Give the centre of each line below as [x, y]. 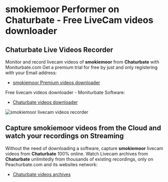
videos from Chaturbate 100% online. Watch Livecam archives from [77, 154]
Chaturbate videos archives [42, 174]
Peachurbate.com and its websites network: [51, 164]
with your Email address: [31, 73]
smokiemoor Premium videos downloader [56, 83]
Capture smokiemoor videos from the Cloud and [83, 128]
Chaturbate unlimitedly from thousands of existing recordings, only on [79, 159]
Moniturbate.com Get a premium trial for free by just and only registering [81, 67]
